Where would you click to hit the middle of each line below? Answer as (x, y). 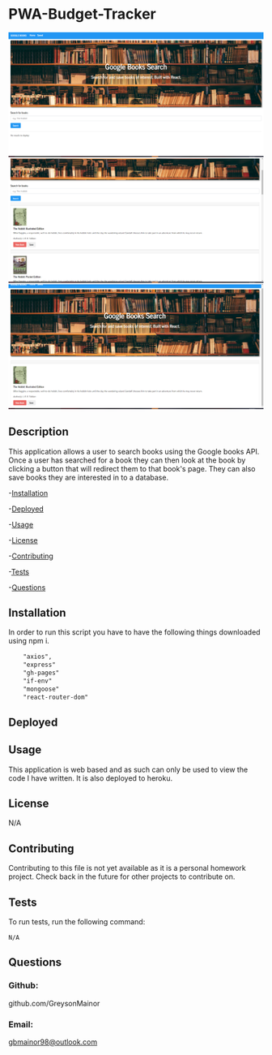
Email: (21, 1024)
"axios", (38, 657)
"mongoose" (41, 689)
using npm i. (29, 641)
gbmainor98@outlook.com (53, 1042)
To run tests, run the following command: (77, 921)
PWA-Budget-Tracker (82, 14)
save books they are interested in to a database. (88, 477)
